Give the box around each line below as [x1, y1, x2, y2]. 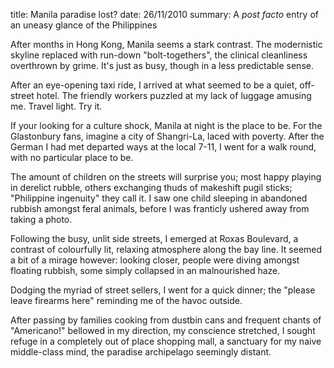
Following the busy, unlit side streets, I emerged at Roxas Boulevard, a [10, 233, 299, 244]
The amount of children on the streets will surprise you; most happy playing [10, 171, 322, 183]
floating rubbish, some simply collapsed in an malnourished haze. [10, 265, 281, 276]
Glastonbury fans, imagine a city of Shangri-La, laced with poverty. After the [10, 130, 325, 142]
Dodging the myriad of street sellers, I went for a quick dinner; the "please [10, 284, 316, 296]
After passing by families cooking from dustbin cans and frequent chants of [10, 314, 322, 326]
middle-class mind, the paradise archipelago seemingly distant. [10, 346, 272, 358]
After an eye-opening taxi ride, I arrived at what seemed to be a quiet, [10, 79, 298, 91]
